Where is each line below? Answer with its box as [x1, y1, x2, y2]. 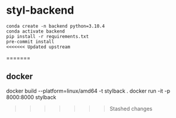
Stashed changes [109, 105, 153, 112]
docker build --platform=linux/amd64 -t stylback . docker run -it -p [6, 87, 171, 94]
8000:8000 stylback [6, 93, 56, 101]
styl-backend [6, 4, 74, 17]
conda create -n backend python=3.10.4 [6, 23, 105, 29]
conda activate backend [6, 28, 65, 34]
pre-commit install [6, 39, 55, 44]
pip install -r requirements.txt [6, 33, 89, 39]
